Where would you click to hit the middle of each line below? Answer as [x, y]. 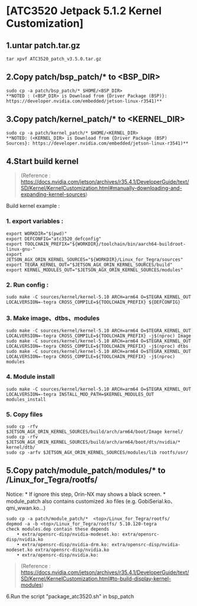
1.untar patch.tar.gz [43, 45]
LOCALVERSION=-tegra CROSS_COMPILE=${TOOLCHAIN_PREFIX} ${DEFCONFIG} [93, 302]
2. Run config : [27, 284]
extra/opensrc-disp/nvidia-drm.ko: [65, 544]
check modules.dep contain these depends [58, 529]
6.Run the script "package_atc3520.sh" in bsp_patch [70, 596]
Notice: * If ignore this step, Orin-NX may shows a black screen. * [86, 494]
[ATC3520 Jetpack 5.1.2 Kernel [84, 11]
